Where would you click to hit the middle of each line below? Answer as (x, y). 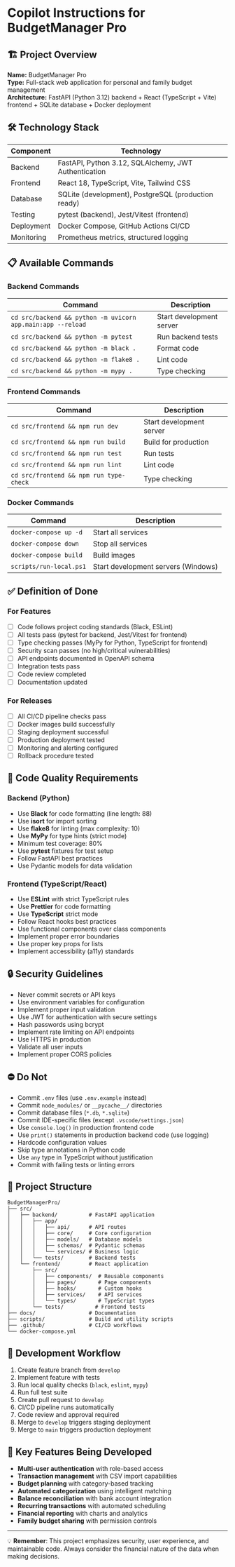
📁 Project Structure (50, 1186)
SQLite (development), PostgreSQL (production (135, 194)
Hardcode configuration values (62, 1142)
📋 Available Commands (60, 263)
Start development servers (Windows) (155, 567)
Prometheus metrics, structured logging (123, 237)
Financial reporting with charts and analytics (83, 1513)
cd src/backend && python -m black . (73, 348)
